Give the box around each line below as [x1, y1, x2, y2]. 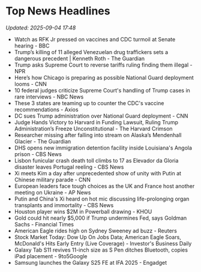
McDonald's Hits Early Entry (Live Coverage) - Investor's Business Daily [14, 240, 192, 247]
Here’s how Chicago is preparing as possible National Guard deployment [14, 74, 194, 81]
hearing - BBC [14, 42, 50, 49]
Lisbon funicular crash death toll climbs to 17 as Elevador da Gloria [14, 157, 179, 164]
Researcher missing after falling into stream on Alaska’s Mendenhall [14, 131, 182, 139]
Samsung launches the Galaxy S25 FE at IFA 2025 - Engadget [14, 259, 167, 266]
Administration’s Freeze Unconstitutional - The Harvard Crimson [14, 125, 173, 132]
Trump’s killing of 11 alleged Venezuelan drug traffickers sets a [14, 48, 169, 55]
